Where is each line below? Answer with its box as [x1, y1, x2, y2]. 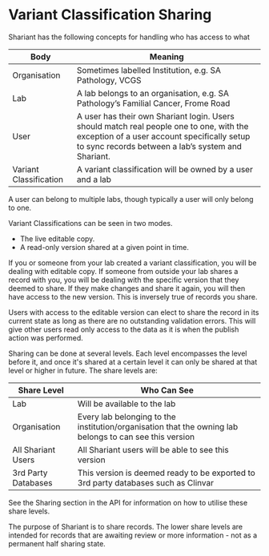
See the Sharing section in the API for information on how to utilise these [8, 498, 248, 507]
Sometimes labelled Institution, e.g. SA [76, 64, 222, 75]
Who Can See [140, 385, 194, 396]
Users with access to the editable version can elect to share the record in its [8, 307, 259, 317]
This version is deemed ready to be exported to [77, 467, 256, 478]
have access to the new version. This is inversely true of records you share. [8, 292, 258, 301]
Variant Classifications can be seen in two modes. [8, 218, 173, 228]
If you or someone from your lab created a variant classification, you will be [8, 258, 258, 268]
